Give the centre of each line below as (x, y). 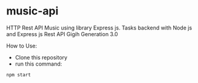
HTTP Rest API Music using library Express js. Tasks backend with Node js (99, 28)
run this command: (38, 64)
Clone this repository (41, 57)
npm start (19, 75)
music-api (32, 11)
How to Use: (22, 46)
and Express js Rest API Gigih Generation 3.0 (62, 34)
